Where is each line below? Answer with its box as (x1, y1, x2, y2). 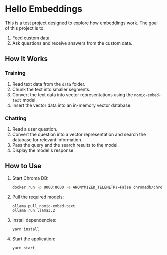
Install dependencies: (12, 217, 57, 223)
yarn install (12, 227, 40, 232)
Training (5, 70, 26, 77)
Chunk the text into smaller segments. (12, 86, 91, 92)
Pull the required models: (12, 194, 64, 200)
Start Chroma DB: (12, 175, 49, 181)
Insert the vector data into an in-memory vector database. (12, 102, 132, 108)
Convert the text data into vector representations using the (12, 91, 133, 98)
